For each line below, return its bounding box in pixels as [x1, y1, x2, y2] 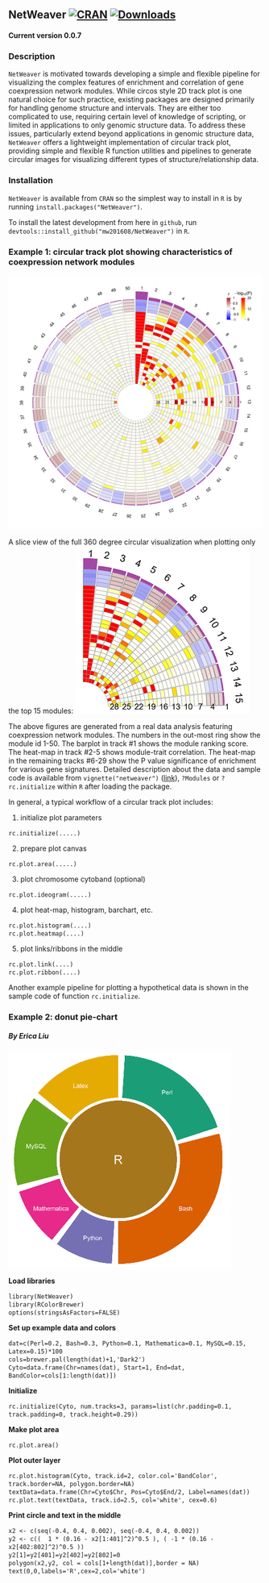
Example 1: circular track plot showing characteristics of [8, 246, 234, 257]
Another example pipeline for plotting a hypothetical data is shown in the [8, 982, 249, 992]
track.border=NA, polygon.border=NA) [8, 1480, 135, 1488]
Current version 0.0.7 [8, 30, 82, 40]
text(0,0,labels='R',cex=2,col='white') [8, 1567, 147, 1575]
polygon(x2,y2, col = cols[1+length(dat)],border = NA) [8, 1559, 200, 1567]
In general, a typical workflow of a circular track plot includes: [8, 797, 213, 806]
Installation [8, 175, 54, 186]
